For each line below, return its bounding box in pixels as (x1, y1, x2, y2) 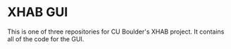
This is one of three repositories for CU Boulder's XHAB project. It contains (7, 27, 225, 36)
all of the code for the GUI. (7, 34, 85, 43)
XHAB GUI (7, 4, 68, 20)
